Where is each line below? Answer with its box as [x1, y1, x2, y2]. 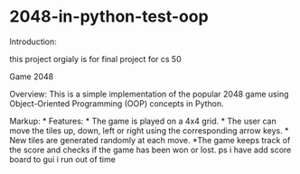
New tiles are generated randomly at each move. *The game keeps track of [9, 134, 291, 145]
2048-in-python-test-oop [9, 6, 210, 27]
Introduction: [9, 36, 57, 47]
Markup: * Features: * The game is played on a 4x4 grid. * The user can [9, 115, 277, 126]
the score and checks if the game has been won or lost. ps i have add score [9, 144, 292, 155]
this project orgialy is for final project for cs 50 [9, 53, 183, 64]
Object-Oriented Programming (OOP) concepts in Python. [9, 97, 224, 109]
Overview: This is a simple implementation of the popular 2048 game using [9, 88, 289, 99]
